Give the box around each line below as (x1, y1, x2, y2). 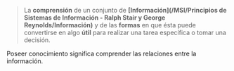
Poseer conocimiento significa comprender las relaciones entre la (6, 49, 197, 58)
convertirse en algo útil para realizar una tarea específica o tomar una (23, 28, 226, 37)
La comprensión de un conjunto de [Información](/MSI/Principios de (23, 6, 227, 14)
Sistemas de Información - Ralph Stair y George (23, 13, 166, 22)
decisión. (23, 36, 51, 44)
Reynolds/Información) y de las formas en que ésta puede (23, 21, 196, 29)
